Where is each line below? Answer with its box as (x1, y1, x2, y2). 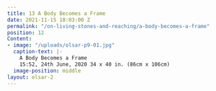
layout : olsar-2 (7, 73, 53, 81)
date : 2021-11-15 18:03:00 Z (7, 16, 91, 23)
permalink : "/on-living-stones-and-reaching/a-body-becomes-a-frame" (7, 23, 211, 29)
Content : (7, 36, 32, 42)
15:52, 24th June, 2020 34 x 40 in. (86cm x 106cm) (19, 61, 170, 68)
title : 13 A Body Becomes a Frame (7, 10, 106, 17)
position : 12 (7, 29, 45, 36)
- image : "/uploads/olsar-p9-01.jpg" (7, 42, 115, 49)
